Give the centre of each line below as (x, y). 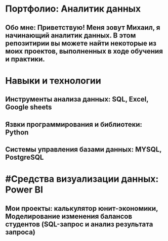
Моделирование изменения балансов (69, 216)
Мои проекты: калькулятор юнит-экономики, (82, 208)
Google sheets (29, 107)
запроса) (20, 232)
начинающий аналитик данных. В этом (71, 35)
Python (17, 132)
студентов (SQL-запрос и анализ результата (79, 224)
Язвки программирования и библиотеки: (74, 124)
